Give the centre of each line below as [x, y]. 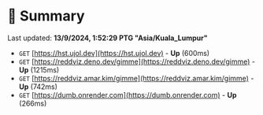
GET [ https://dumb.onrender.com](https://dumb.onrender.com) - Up [128, 95]
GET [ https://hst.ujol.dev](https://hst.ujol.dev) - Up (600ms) [114, 53]
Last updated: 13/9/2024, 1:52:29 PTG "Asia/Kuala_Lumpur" [107, 38]
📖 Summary [46, 16]
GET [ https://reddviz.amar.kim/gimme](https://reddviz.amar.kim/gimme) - [136, 78]
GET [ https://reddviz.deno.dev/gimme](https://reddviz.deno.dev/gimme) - [137, 61]
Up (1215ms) [39, 69]
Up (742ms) [38, 87]
